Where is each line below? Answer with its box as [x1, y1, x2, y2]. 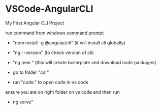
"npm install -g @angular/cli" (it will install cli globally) [12, 39, 125, 46]
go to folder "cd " [12, 69, 49, 75]
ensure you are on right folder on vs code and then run [5, 89, 120, 95]
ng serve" [12, 99, 34, 105]
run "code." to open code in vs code [12, 79, 89, 85]
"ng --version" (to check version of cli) [12, 49, 94, 56]
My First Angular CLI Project [5, 20, 65, 26]
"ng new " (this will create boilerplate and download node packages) [12, 59, 156, 65]
